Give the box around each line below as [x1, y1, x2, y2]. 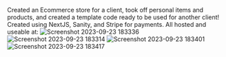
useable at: [7, 27, 39, 36]
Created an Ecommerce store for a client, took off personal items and [7, 6, 204, 14]
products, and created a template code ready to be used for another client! [7, 13, 220, 21]
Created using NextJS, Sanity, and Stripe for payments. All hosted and [7, 21, 207, 28]
